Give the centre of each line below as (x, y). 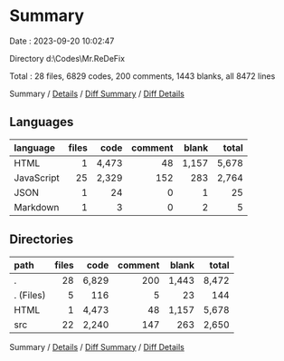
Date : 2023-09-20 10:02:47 (62, 41)
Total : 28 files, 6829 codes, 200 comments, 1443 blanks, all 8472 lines (142, 76)
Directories (42, 240)
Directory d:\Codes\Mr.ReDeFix (67, 58)
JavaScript (37, 178)
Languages (42, 122)
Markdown (37, 207)
